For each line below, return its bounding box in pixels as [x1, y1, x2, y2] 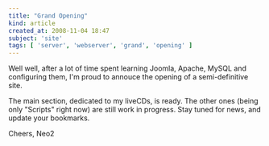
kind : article [8, 19, 56, 27]
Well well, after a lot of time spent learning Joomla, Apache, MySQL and [8, 63, 247, 73]
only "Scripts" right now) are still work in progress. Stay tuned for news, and [8, 105, 262, 115]
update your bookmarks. [8, 113, 90, 123]
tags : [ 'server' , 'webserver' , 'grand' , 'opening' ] [8, 42, 193, 50]
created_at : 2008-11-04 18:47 [8, 26, 110, 34]
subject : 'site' [8, 34, 63, 43]
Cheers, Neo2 [8, 129, 55, 139]
